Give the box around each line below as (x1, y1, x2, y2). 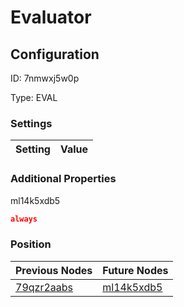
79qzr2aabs (15, 280, 73, 294)
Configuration (10, 46, 100, 63)
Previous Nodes (15, 263, 93, 277)
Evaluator (10, 6, 92, 29)
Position (10, 237, 52, 251)
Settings (10, 116, 53, 130)
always (10, 214, 38, 224)
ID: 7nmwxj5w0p (10, 72, 80, 84)
